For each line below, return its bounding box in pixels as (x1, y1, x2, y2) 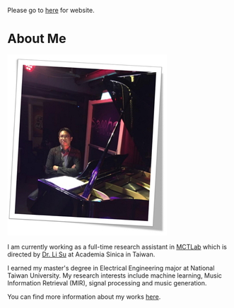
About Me (7, 31, 66, 47)
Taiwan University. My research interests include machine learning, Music (7, 271, 223, 280)
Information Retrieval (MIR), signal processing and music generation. (7, 278, 207, 287)
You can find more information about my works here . (7, 292, 161, 301)
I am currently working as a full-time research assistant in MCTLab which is (7, 242, 228, 251)
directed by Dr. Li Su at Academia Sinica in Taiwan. (7, 250, 156, 259)
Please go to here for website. (7, 6, 95, 14)
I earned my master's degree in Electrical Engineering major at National (7, 263, 215, 272)
